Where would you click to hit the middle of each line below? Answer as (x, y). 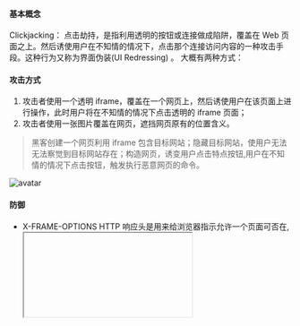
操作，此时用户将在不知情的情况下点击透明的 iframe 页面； (138, 113)
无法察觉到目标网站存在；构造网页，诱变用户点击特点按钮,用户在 (150, 154)
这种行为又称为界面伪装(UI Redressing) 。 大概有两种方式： (134, 57)
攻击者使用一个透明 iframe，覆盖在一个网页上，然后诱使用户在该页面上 (153, 101)
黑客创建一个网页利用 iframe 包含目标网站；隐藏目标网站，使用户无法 (159, 142)
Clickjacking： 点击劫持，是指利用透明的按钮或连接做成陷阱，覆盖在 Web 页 (149, 35)
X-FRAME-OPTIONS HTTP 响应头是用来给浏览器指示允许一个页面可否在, (155, 226)
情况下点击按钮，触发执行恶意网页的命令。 (125, 165)
